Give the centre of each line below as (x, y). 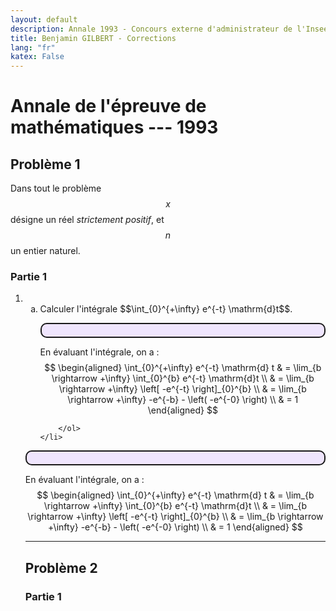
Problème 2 (61, 567)
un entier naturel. (45, 251)
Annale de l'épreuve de (108, 106)
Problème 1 (45, 164)
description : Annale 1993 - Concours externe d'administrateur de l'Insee (169, 29)
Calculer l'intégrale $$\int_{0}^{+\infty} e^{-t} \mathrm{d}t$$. (166, 309)
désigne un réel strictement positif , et (87, 220)
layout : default (44, 19)
